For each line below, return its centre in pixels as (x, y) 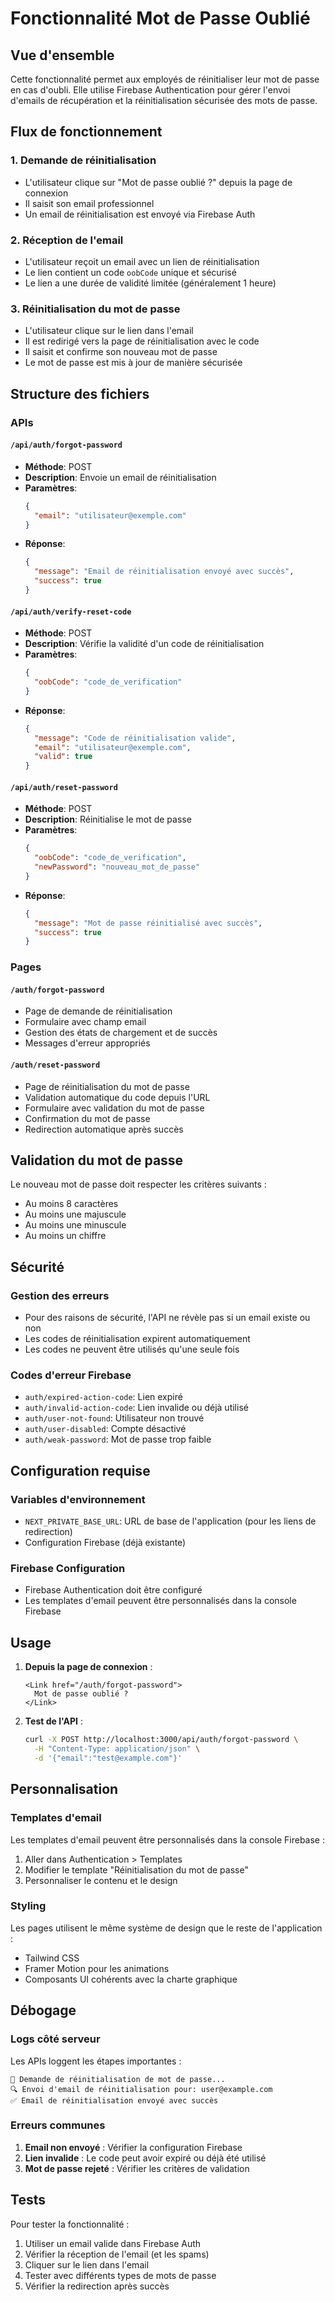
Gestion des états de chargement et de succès (121, 1033)
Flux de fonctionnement (86, 132)
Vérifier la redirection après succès (97, 2286)
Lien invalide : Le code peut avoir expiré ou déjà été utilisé (145, 2158)
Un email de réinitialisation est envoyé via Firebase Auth (140, 214)
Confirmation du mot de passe (87, 1118)
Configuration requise (80, 1470)
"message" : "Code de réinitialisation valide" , (135, 738)
